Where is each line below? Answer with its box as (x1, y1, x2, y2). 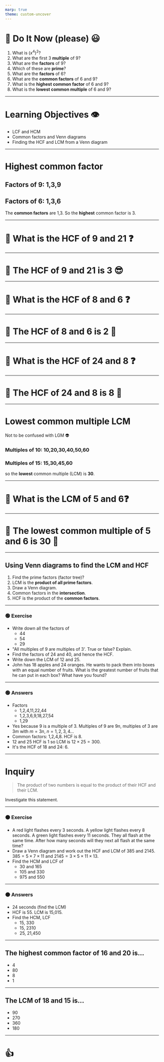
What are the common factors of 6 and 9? (12, 76, 98, 82)
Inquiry (5, 766, 35, 777)
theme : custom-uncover (5, 12, 51, 17)
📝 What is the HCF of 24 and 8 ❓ (5, 355, 136, 367)
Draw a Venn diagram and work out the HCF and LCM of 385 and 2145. (12, 848, 155, 854)
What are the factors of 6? (12, 71, 66, 77)
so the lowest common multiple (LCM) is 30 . (5, 471, 95, 477)
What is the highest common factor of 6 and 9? (12, 81, 109, 87)
